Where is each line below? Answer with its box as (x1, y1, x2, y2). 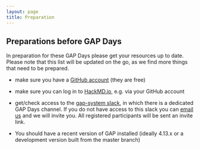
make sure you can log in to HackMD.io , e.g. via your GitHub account (14, 88, 185, 95)
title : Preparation (6, 14, 55, 20)
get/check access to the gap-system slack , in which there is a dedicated (14, 100, 194, 107)
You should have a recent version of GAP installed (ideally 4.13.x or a (14, 130, 184, 137)
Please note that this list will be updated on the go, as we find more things (6, 58, 188, 66)
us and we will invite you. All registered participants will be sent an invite (14, 112, 193, 119)
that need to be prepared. (6, 65, 69, 72)
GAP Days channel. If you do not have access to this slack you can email (14, 105, 194, 113)
